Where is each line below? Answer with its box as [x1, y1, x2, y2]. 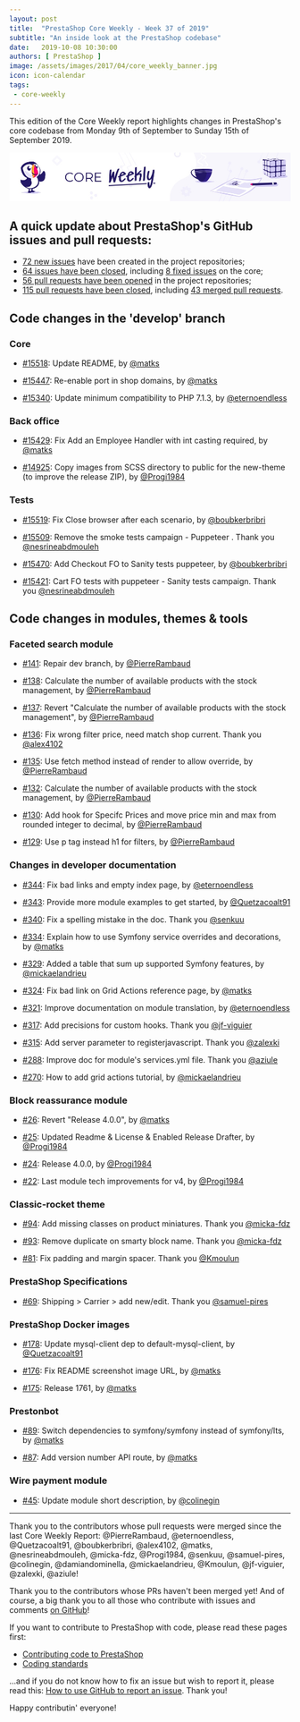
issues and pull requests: [9, 233, 153, 248]
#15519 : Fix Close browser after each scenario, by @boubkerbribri [21, 514, 266, 525]
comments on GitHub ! [9, 1604, 90, 1615]
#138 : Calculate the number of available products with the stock [21, 675, 257, 686]
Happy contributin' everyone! [9, 1702, 117, 1713]
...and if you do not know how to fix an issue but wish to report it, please [9, 1675, 275, 1686]
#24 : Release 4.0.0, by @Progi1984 [21, 1158, 152, 1169]
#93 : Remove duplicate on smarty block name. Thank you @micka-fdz [21, 1235, 283, 1247]
